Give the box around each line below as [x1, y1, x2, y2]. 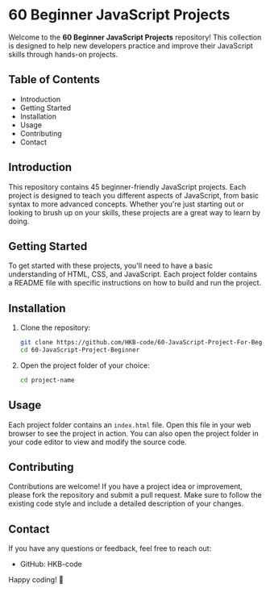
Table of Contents [8, 73, 101, 86]
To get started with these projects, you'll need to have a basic [8, 261, 214, 271]
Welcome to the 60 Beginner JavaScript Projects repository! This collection [8, 32, 262, 42]
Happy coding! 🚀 [8, 575, 64, 585]
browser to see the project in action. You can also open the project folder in [8, 428, 260, 438]
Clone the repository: [19, 323, 91, 332]
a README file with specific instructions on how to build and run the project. [8, 278, 262, 288]
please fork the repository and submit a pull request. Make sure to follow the [8, 490, 262, 500]
